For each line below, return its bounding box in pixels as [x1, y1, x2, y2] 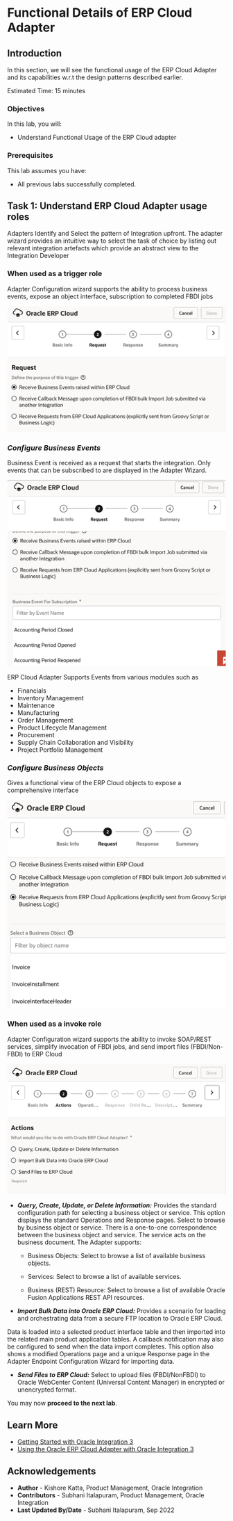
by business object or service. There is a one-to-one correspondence [17, 1223, 217, 1232]
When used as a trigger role [7, 269, 103, 279]
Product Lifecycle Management [17, 723, 107, 732]
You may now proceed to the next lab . [7, 1399, 118, 1408]
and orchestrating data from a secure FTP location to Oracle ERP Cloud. [17, 1314, 223, 1323]
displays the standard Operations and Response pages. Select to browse [17, 1216, 225, 1225]
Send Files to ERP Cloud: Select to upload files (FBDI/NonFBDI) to [17, 1371, 206, 1379]
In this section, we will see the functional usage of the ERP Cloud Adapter [7, 66, 217, 74]
